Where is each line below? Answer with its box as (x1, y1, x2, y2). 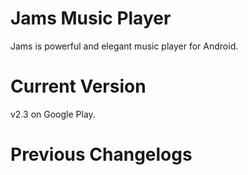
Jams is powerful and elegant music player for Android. (10, 40, 239, 52)
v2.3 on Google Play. (10, 108, 96, 120)
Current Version (10, 75, 147, 98)
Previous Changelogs (10, 143, 193, 166)
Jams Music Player (10, 7, 172, 30)
